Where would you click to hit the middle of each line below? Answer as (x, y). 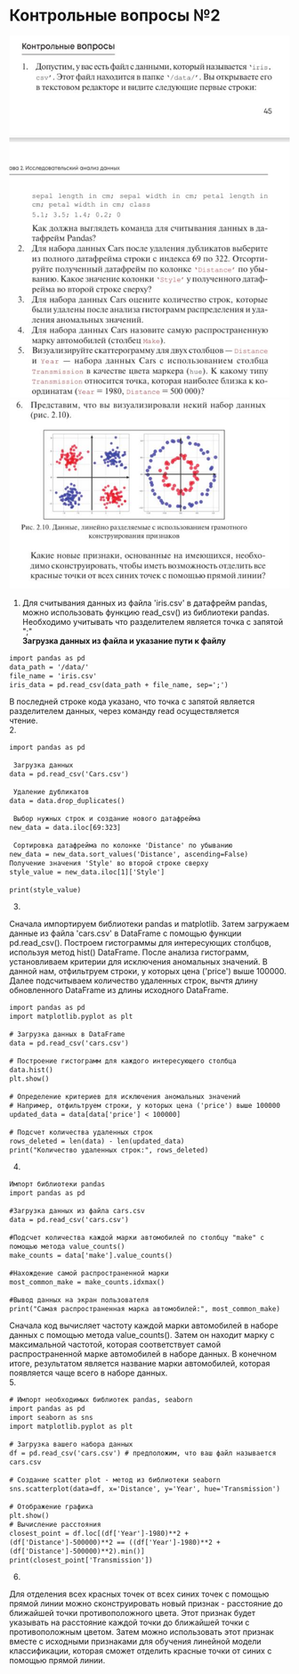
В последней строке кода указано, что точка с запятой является (132, 702)
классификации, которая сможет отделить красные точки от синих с (141, 1651)
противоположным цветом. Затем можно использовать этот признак (141, 1632)
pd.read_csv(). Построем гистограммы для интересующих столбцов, (140, 943)
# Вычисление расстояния (55, 1525)
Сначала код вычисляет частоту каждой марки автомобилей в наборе (144, 1325)
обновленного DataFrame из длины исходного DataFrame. (119, 990)
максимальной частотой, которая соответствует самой (115, 1345)
